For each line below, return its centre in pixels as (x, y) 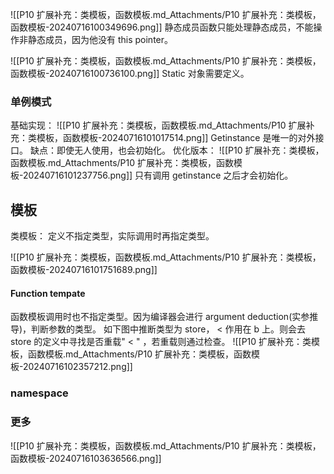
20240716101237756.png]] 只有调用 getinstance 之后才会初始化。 (158, 175)
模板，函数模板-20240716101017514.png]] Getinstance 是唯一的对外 (176, 138)
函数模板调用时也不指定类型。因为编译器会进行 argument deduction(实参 (160, 317)
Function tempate (48, 293)
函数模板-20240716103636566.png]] (86, 458)
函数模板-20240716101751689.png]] (84, 270)
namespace (39, 393)
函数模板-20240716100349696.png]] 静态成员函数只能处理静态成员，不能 (162, 27)
